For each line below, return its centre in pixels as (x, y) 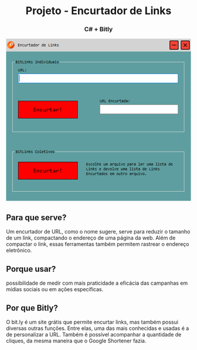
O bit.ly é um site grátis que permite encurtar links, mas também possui (92, 322)
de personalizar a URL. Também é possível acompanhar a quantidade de (94, 334)
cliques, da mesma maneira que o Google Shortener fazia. (76, 341)
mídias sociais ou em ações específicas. (55, 289)
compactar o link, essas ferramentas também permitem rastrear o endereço (98, 244)
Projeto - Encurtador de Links (98, 11)
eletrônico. (19, 251)
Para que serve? (36, 217)
